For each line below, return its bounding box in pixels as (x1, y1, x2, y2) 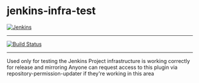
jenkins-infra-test (6, 4, 96, 18)
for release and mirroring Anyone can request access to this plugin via (6, 64, 178, 71)
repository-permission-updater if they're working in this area (6, 69, 154, 77)
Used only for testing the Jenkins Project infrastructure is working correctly (6, 57, 191, 64)
